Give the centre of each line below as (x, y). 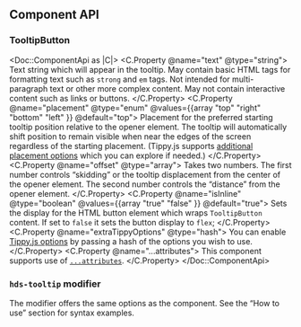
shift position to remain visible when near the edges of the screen (130, 136)
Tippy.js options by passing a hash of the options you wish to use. (131, 241)
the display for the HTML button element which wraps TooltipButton (136, 212)
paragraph (29, 88)
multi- (243, 79)
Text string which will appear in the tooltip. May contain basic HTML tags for (150, 69)
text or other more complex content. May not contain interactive (168, 88)
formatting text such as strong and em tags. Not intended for (120, 79)
